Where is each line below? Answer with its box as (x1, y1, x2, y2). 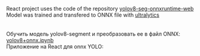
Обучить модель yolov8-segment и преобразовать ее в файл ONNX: (6, 30, 181, 38)
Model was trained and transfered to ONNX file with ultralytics (6, 11, 160, 18)
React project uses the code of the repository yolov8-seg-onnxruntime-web (6, 5, 194, 12)
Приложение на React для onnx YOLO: (6, 43, 104, 50)
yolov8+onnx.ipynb (6, 37, 54, 43)
